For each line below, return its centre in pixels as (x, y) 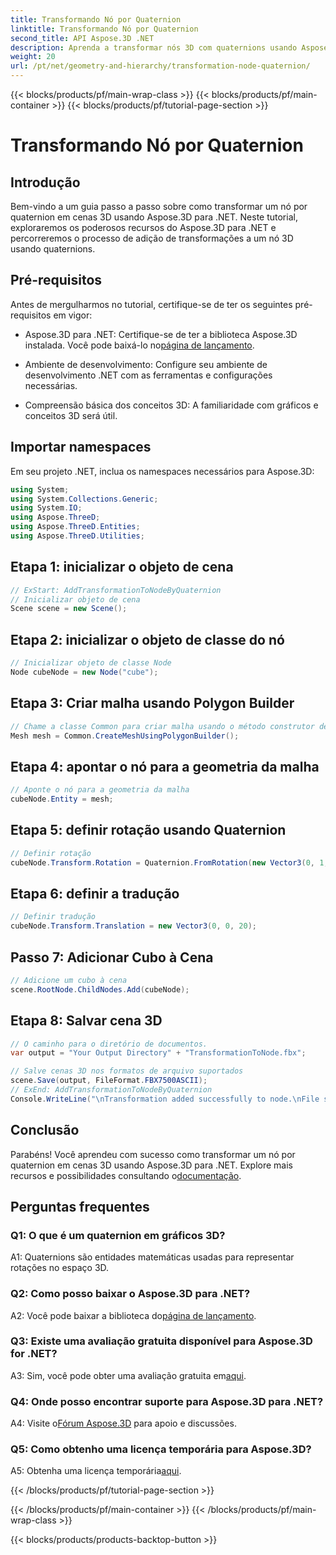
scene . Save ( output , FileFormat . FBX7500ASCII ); (109, 1081)
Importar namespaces (81, 447)
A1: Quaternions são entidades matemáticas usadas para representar (152, 1257)
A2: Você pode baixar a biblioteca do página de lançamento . (133, 1315)
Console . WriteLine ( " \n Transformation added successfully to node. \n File (165, 1099)
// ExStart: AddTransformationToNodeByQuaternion (116, 590)
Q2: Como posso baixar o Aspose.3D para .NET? (130, 1294)
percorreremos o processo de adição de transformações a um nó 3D (152, 238)
